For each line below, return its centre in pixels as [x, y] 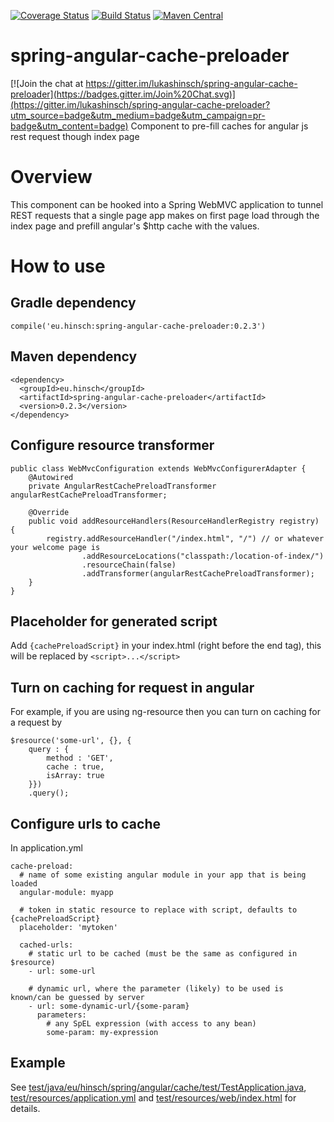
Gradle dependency [73, 303]
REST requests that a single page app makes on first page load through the [165, 215]
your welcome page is [55, 547]
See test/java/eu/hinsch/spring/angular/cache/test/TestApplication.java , [158, 1087]
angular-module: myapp [66, 892]
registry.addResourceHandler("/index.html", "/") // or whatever [185, 538]
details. [25, 1108]
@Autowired [51, 477]
